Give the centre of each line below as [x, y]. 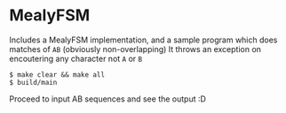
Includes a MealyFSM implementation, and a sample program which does [143, 40]
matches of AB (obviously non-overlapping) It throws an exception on [135, 49]
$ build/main [33, 82]
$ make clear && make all [57, 75]
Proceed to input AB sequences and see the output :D [108, 99]
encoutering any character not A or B [76, 58]
